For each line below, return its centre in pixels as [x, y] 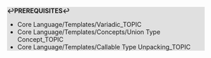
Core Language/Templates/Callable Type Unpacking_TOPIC [104, 47]
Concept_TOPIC [40, 39]
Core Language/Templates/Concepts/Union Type [89, 32]
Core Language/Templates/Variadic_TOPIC [79, 24]
